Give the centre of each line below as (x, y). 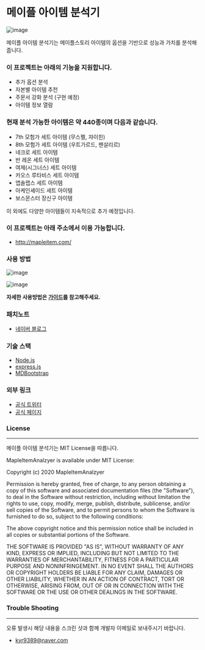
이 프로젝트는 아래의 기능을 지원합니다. (59, 67)
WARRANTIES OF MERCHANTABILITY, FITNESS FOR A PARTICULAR (92, 560)
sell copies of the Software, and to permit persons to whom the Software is (101, 510)
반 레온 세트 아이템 (37, 160)
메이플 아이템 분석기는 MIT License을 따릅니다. (63, 448)
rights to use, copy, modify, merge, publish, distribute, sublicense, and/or (98, 504)
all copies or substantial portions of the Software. (68, 535)
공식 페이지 (28, 412)
